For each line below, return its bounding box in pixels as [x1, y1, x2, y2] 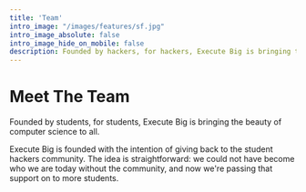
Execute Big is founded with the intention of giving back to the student [9, 144, 273, 155]
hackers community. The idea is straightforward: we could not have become [9, 154, 295, 165]
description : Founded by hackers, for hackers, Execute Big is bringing [9, 47, 291, 56]
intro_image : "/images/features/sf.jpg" [9, 22, 166, 31]
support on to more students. [9, 173, 119, 184]
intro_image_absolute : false [9, 30, 120, 39]
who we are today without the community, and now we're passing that [9, 163, 273, 174]
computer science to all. [9, 126, 100, 137]
